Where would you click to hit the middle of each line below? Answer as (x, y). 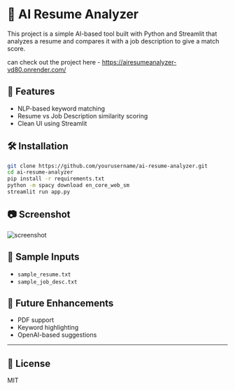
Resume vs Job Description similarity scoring (83, 116)
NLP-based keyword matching (61, 109)
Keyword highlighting (48, 328)
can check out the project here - (54, 62)
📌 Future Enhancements (60, 303)
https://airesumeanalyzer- (139, 62)
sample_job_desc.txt (47, 282)
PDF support (36, 320)
